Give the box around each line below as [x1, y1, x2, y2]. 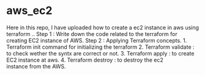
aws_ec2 [6, 4, 53, 18]
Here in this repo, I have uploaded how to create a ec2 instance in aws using [6, 24, 199, 31]
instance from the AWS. [6, 62, 66, 70]
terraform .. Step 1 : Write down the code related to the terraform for [6, 30, 177, 37]
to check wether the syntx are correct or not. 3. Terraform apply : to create [6, 49, 195, 57]
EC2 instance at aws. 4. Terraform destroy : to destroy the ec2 [6, 56, 163, 63]
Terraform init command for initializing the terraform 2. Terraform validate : [6, 43, 195, 51]
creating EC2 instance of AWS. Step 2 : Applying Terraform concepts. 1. [6, 37, 187, 44]
